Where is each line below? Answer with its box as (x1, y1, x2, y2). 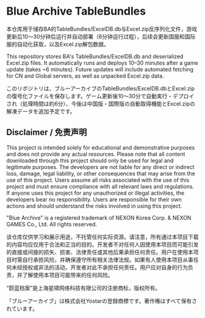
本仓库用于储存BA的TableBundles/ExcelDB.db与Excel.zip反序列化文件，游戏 (6, 25, 197, 32)
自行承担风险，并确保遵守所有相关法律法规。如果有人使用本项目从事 (22, 256, 193, 263)
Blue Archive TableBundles (6, 4, 146, 18)
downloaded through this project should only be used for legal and (6, 157, 174, 164)
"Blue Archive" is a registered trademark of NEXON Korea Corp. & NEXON (6, 214, 192, 221)
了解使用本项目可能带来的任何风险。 (22, 271, 113, 278)
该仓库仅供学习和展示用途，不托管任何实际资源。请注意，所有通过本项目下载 (6, 233, 199, 240)
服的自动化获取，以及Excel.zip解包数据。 (6, 40, 110, 48)
